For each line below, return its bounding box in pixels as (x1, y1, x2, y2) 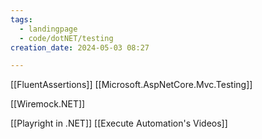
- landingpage (19, 24, 78, 34)
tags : (10, 14, 33, 25)
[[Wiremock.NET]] (10, 98, 86, 110)
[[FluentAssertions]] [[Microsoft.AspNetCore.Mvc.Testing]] (10, 79, 253, 91)
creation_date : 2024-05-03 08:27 (10, 42, 150, 53)
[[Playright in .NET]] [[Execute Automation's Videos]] (10, 117, 228, 130)
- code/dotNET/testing (19, 33, 114, 43)
